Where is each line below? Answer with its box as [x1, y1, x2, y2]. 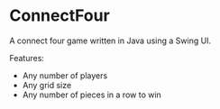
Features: [9, 52, 45, 63]
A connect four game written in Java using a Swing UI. [9, 35, 212, 46]
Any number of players [22, 69, 108, 81]
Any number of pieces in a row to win [22, 89, 162, 100]
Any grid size [22, 79, 72, 90]
